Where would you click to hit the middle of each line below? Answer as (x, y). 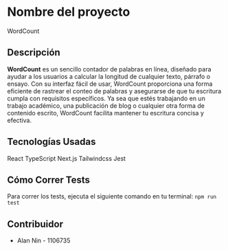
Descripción (34, 53)
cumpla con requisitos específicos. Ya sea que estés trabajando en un (106, 98)
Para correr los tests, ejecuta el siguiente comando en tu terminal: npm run (112, 196)
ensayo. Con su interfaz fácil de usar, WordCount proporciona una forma (110, 84)
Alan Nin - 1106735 (44, 240)
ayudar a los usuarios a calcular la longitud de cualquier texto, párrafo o (109, 76)
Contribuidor (35, 224)
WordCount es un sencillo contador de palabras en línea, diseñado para (109, 69)
